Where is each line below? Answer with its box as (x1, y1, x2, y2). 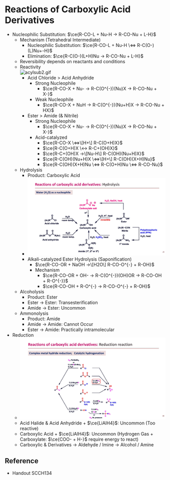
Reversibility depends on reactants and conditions (19, 58, 126, 64)
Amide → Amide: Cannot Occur (27, 321, 93, 327)
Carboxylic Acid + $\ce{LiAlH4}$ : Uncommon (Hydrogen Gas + (19, 431, 154, 437)
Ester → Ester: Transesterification (27, 299, 98, 306)
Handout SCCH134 (12, 470, 52, 476)
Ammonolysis (19, 310, 49, 316)
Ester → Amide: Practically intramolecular (27, 326, 115, 333)
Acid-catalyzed (35, 134, 67, 140)
